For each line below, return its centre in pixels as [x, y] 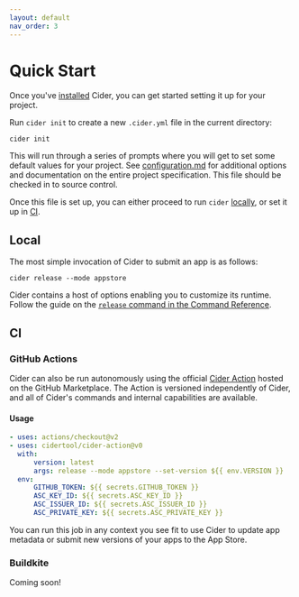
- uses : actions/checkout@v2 [64, 437]
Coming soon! [35, 583]
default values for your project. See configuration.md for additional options [148, 165]
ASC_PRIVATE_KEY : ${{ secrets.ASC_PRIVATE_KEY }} [128, 513]
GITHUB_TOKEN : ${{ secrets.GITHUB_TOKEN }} [116, 488]
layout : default [40, 18]
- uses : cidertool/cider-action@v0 [76, 446]
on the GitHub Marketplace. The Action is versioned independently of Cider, [150, 388]
